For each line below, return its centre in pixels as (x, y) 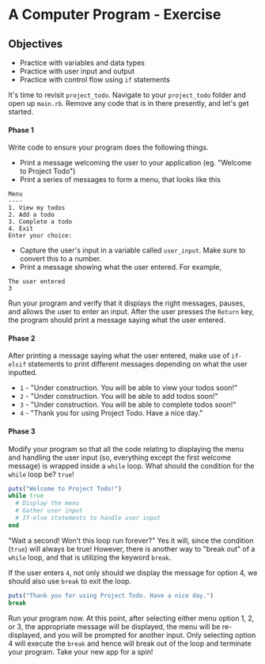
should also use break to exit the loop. (70, 581)
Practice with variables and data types (82, 63)
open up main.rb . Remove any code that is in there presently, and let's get (129, 103)
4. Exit (21, 229)
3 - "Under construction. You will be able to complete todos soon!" (128, 404)
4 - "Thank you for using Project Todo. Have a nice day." (111, 413)
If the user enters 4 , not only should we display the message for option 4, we (133, 572)
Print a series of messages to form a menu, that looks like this (120, 180)
